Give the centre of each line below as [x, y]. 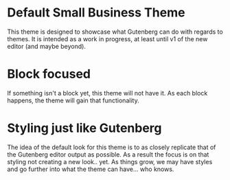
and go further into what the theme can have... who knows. [91, 169]
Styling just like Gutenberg [85, 128]
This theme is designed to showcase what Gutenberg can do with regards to [115, 32]
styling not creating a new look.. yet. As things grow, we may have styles [110, 161]
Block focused [49, 74]
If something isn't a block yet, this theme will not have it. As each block [107, 93]
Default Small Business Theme [96, 13]
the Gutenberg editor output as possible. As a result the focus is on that [108, 154]
